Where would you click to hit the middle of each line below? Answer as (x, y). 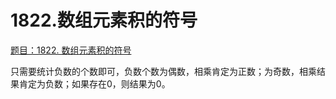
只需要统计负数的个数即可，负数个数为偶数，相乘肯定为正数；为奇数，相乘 (163, 71)
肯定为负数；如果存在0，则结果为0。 (94, 83)
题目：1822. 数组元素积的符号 (71, 50)
